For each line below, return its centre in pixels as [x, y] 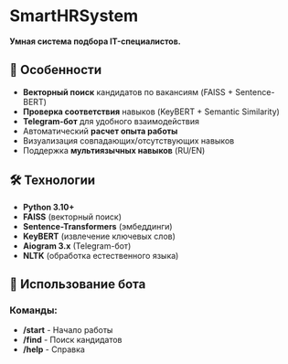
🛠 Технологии [53, 181]
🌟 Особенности [56, 70]
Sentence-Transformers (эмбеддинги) [97, 226]
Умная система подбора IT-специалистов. [95, 41]
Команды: [33, 310]
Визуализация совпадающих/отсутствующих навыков [128, 140]
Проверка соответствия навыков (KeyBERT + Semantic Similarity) [151, 112]
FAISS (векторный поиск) [72, 217]
